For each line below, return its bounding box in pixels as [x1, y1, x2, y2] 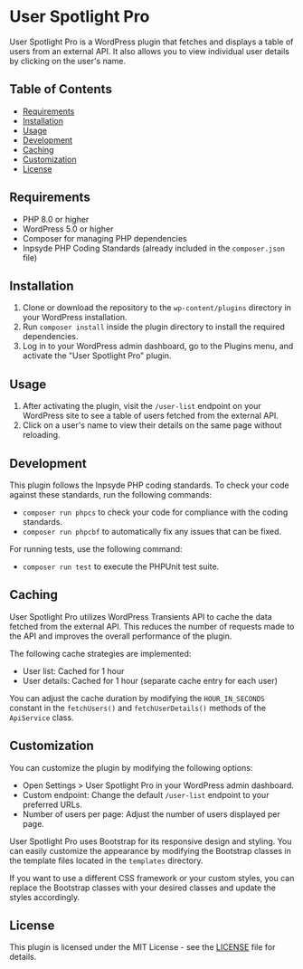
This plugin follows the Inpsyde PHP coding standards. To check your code [9, 480, 289, 490]
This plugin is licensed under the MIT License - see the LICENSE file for [9, 942, 276, 953]
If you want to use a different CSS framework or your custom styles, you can [9, 872, 295, 883]
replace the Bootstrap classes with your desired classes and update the [9, 882, 276, 893]
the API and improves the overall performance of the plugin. [9, 631, 232, 641]
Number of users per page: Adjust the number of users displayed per [22, 808, 280, 820]
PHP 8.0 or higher [22, 214, 90, 224]
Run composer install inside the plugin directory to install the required [22, 321, 285, 332]
